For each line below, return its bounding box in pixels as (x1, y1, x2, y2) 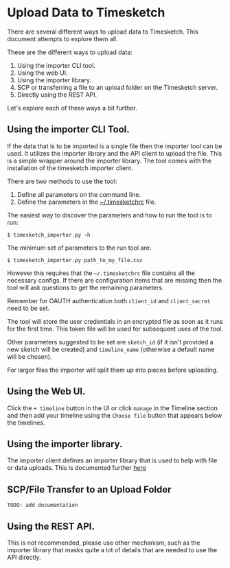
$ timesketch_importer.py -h (7, 231, 91, 238)
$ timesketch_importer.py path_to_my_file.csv (7, 257, 143, 263)
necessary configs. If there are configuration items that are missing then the (7, 276, 222, 284)
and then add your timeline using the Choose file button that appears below (7, 411, 222, 419)
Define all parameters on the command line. (16, 190, 141, 198)
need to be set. (7, 304, 50, 312)
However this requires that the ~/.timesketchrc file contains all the (7, 269, 196, 277)
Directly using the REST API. (16, 91, 97, 99)
